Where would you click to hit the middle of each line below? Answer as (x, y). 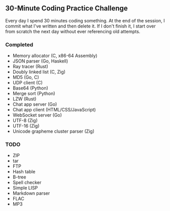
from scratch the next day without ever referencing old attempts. (73, 31)
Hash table (24, 172)
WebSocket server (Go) (37, 115)
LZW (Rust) (24, 99)
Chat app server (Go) (35, 104)
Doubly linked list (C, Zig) (39, 72)
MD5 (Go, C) (26, 77)
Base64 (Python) (30, 88)
